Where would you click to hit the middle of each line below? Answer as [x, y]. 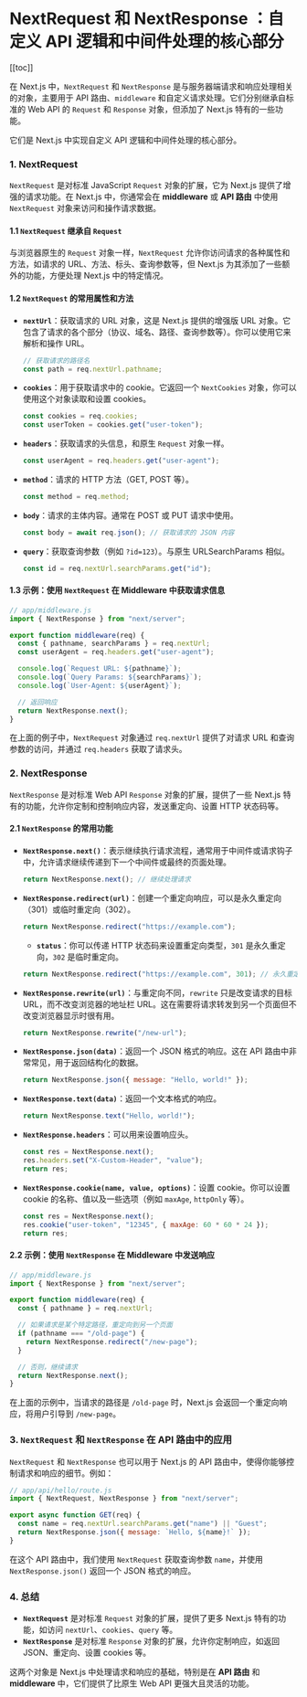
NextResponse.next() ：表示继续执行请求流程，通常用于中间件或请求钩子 [158, 850]
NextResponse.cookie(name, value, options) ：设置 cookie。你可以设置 [156, 1187]
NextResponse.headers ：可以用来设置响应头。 [108, 1135]
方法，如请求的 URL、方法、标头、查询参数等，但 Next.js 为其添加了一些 [146, 264]
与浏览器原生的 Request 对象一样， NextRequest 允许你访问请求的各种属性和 [150, 253]
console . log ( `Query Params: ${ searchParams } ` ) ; [110, 677]
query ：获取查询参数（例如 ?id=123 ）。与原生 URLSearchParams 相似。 [156, 551]
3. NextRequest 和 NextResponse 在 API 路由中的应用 [121, 1440]
